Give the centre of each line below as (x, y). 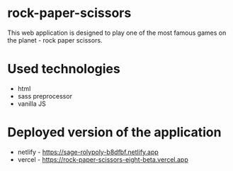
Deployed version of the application (114, 132)
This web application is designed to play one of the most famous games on (117, 33)
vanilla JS (32, 104)
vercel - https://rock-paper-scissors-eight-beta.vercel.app (103, 159)
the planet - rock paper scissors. (55, 40)
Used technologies (64, 69)
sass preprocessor (45, 96)
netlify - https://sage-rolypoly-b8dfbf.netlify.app (88, 152)
